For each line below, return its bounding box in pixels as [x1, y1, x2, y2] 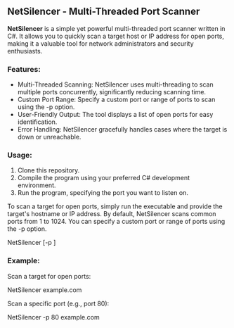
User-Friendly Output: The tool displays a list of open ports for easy [17, 111, 214, 119]
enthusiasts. [7, 46, 43, 55]
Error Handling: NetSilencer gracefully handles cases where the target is [17, 125, 228, 134]
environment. [17, 181, 56, 189]
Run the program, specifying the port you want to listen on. [17, 189, 188, 197]
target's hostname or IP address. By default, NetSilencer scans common [7, 210, 216, 218]
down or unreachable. [17, 133, 82, 141]
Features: [7, 64, 41, 74]
